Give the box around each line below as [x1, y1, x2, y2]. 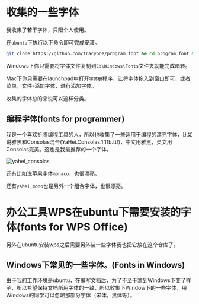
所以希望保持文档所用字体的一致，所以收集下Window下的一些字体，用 [16, 284, 187, 292]
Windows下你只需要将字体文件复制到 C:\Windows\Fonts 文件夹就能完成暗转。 [6, 62, 191, 69]
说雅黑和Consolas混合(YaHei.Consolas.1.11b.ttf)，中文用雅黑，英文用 [6, 138, 172, 145]
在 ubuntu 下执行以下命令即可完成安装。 [6, 39, 100, 46]
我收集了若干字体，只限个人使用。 [6, 26, 89, 33]
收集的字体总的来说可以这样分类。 [6, 94, 89, 102]
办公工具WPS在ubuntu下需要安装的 [6, 205, 181, 218]
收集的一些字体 [6, 5, 79, 19]
